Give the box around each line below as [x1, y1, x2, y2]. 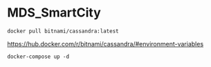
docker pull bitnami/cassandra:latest [7, 28, 119, 35]
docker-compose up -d [7, 53, 70, 60]
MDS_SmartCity [7, 5, 102, 21]
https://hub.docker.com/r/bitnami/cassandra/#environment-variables [7, 39, 204, 48]
